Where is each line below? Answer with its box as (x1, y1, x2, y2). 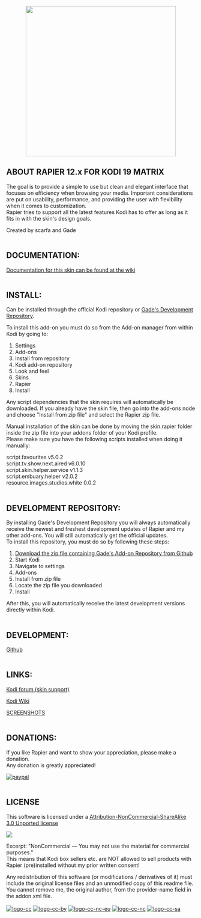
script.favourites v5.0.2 (6, 454, 64, 461)
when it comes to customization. (6, 202, 87, 209)
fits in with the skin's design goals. (6, 215, 92, 222)
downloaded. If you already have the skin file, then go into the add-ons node (6, 405, 196, 412)
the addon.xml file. (6, 892, 53, 899)
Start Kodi (14, 556, 40, 563)
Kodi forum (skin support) (6, 685, 70, 693)
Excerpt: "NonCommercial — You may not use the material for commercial (6, 842, 190, 849)
